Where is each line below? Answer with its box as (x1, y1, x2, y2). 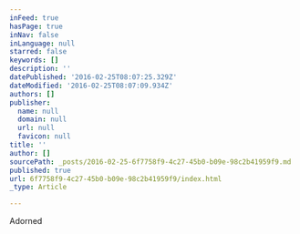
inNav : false (9, 30, 59, 39)
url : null (17, 124, 55, 133)
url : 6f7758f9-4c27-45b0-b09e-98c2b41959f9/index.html (9, 174, 222, 183)
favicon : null (17, 132, 71, 141)
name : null (17, 107, 59, 116)
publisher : (9, 97, 51, 107)
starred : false (9, 47, 67, 56)
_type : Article (9, 183, 67, 192)
